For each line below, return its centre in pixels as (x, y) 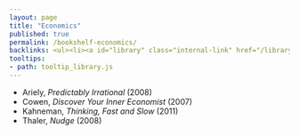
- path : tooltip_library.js (61, 67)
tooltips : (28, 59)
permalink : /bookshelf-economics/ (73, 42)
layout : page (33, 17)
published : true (39, 34)
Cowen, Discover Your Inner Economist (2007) (107, 101)
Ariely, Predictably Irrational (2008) (87, 92)
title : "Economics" (45, 26)
